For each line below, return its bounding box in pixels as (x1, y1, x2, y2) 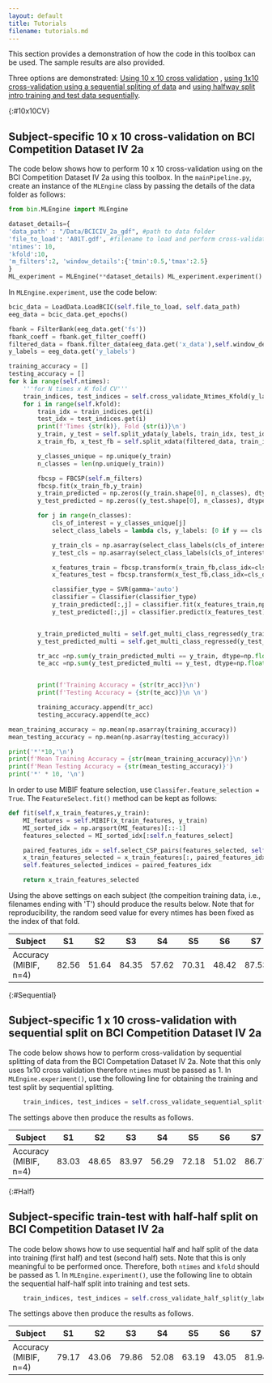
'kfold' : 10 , (8, 250, 49, 258)
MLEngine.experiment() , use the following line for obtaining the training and (8, 1074, 258, 1083)
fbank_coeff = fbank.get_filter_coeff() (8, 333, 147, 341)
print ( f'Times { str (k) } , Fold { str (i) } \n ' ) (37, 423, 186, 431)
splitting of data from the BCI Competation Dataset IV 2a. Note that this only (8, 1056, 261, 1066)
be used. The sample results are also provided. (8, 57, 165, 67)
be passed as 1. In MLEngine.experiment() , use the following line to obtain (8, 1270, 253, 1279)
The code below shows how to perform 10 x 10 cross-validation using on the (8, 164, 263, 174)
